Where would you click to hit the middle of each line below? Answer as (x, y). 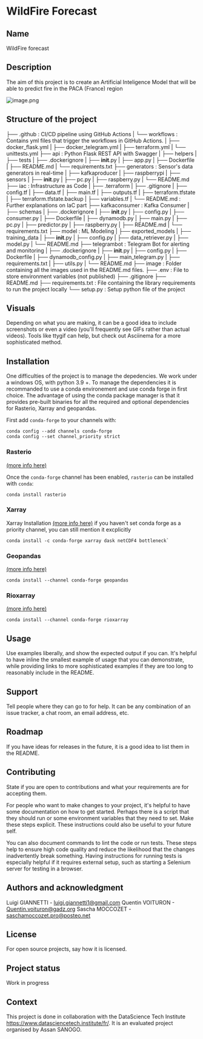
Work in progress (28, 983)
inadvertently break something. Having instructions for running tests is (94, 855)
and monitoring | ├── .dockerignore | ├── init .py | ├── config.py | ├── (96, 250)
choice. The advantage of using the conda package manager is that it (93, 395)
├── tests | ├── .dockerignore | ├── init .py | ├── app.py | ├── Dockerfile (101, 160)
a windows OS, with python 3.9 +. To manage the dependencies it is (92, 383)
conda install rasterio (36, 495)
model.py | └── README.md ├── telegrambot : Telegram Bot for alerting (98, 244)
